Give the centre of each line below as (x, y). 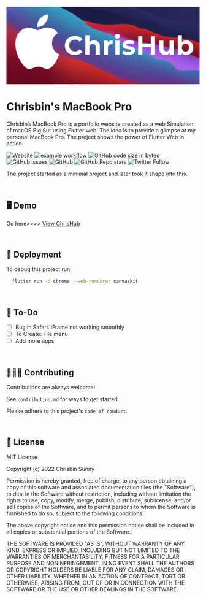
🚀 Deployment (34, 254)
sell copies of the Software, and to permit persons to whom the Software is (101, 507)
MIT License (22, 457)
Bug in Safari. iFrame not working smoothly (70, 327)
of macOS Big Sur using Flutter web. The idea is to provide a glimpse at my (101, 130)
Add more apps (35, 341)
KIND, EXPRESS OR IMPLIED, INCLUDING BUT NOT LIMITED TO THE (93, 550)
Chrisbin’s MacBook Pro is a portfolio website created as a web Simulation (100, 124)
